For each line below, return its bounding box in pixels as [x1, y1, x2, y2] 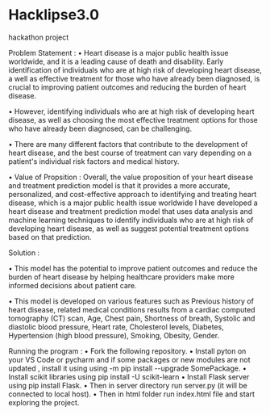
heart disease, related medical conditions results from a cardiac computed [8, 304, 255, 314]
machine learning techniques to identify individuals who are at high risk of [8, 215, 254, 224]
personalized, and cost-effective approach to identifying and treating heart [8, 189, 257, 199]
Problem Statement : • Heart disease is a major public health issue [8, 48, 229, 57]
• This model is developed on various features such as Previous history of [8, 296, 254, 306]
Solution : [8, 248, 40, 258]
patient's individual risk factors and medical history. [8, 156, 180, 166]
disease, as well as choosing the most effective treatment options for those [8, 115, 258, 124]
